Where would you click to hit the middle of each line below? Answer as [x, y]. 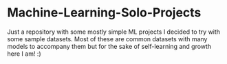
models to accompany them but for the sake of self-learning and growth [109, 46]
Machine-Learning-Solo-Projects [104, 13]
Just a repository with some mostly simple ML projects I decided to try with [114, 32]
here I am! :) [24, 54]
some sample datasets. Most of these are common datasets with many [107, 39]
